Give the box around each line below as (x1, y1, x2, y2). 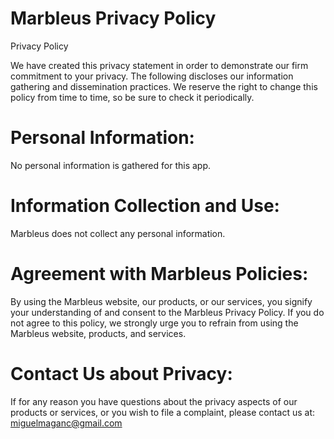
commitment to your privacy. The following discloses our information (10, 70, 294, 82)
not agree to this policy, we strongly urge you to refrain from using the (10, 317, 299, 329)
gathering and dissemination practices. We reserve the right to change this (10, 80, 318, 92)
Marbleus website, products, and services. (10, 327, 187, 339)
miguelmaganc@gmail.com (10, 417, 123, 429)
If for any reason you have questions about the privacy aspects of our (10, 395, 298, 407)
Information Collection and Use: (10, 195, 280, 217)
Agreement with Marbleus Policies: (10, 263, 309, 285)
